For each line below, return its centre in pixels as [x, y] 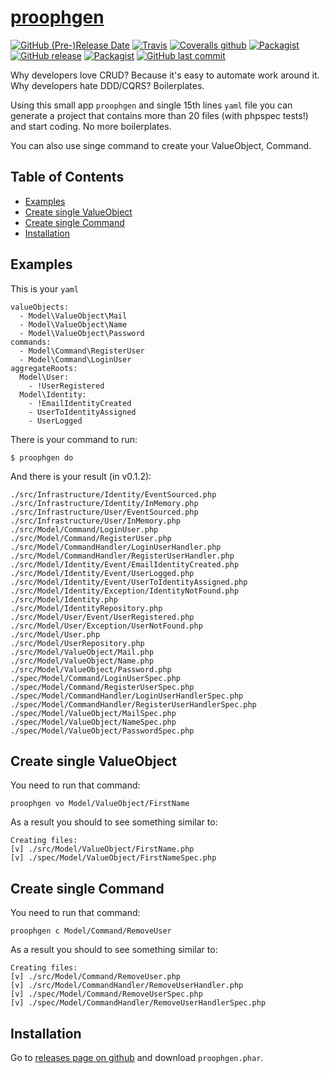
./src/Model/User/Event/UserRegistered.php [102, 617]
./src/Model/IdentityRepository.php [86, 608]
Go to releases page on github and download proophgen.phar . [137, 1057]
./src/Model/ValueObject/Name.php [82, 661]
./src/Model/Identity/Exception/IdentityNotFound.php [125, 591]
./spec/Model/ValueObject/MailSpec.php [93, 713]
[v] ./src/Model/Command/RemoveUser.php [96, 977]
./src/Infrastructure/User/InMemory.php [96, 521]
